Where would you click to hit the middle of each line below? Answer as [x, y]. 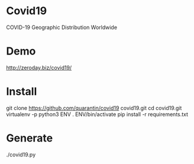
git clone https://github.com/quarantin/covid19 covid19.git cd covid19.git [94, 108]
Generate [30, 138]
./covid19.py [21, 155]
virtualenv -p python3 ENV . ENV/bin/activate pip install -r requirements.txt [97, 114]
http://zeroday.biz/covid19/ [39, 67]
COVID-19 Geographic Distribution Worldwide [62, 27]
